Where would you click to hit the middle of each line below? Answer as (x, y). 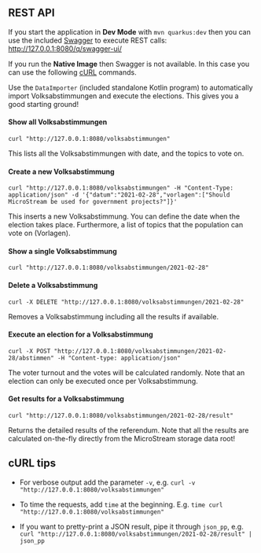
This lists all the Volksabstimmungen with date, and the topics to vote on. (126, 153)
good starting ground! (44, 104)
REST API (31, 13)
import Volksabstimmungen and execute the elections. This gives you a (123, 96)
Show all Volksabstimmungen (58, 122)
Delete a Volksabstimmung (53, 286)
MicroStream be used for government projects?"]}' (93, 202)
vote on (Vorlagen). (39, 233)
